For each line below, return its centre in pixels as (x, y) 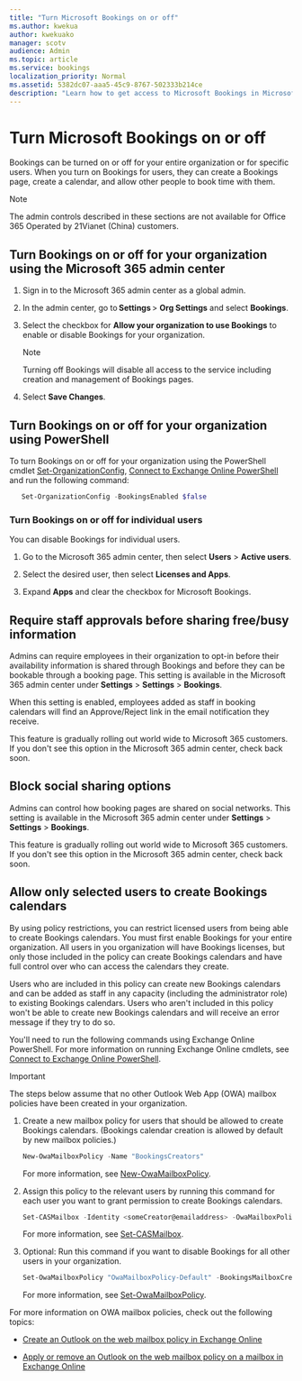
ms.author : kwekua (44, 26)
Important (27, 1076)
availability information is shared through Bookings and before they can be (147, 666)
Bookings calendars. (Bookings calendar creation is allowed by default (152, 1130)
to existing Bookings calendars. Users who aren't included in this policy (142, 1002)
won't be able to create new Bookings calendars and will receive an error (145, 1012)
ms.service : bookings (50, 69)
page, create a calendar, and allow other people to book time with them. (142, 182)
